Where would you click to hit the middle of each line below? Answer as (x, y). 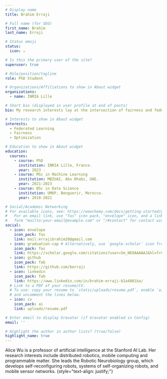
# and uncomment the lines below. (45, 295)
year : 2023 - (32, 170)
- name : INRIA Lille (31, 97)
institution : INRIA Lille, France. (55, 165)
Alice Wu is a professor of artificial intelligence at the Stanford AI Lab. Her (81, 350)
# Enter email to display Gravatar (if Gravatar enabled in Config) (78, 318)
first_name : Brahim (25, 28)
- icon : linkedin (28, 272)
